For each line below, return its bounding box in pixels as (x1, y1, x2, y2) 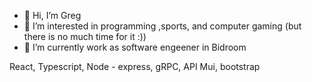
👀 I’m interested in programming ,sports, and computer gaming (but (23, 20, 302, 32)
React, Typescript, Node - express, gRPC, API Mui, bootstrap (9, 61, 261, 72)
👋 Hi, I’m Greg (23, 10, 82, 21)
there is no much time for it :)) (23, 31, 147, 42)
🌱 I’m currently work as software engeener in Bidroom (23, 41, 247, 53)
